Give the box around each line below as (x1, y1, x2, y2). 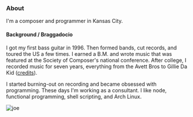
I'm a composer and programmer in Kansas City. (6, 18, 123, 25)
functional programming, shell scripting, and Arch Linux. (6, 93, 142, 100)
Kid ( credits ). (6, 69, 38, 76)
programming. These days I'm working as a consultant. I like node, (6, 86, 167, 93)
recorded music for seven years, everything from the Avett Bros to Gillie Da (6, 63, 188, 70)
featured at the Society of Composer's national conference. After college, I (6, 56, 187, 63)
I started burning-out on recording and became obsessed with (6, 81, 157, 88)
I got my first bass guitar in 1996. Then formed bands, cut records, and (6, 44, 177, 51)
